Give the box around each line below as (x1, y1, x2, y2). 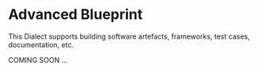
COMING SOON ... (8, 55, 68, 65)
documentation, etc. (8, 39, 74, 49)
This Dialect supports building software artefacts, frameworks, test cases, (8, 32, 250, 41)
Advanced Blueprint (8, 6, 143, 24)
